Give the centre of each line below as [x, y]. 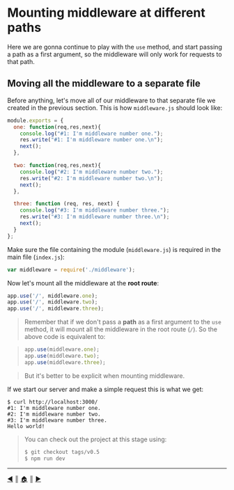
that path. [21, 61]
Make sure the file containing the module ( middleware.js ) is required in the [114, 249]
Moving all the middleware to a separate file [104, 84]
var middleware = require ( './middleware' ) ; [71, 269]
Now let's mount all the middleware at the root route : [83, 283]
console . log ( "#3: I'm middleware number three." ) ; [95, 210]
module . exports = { [36, 120]
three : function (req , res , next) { [67, 204]
